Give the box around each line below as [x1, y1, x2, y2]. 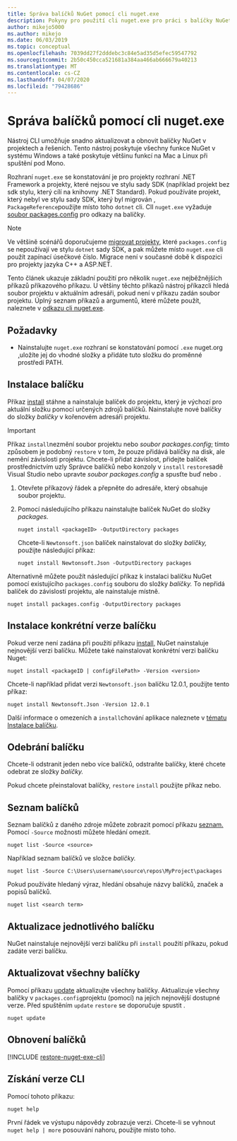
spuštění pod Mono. [7, 159, 66, 168]
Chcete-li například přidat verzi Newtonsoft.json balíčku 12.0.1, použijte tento [7, 679, 230, 688]
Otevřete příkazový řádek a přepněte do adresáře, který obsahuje [17, 484, 208, 492]
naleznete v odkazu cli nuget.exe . [7, 304, 105, 312]
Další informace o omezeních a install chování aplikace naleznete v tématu [7, 713, 227, 722]
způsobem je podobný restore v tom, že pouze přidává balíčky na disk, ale [7, 447, 226, 456]
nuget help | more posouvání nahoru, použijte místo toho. [7, 1125, 176, 1134]
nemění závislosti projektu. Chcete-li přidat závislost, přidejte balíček [7, 455, 208, 463]
